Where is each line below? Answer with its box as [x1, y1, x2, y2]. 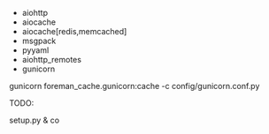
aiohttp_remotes [21, 55, 82, 64]
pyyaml [21, 45, 50, 56]
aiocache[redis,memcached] [21, 26, 127, 36]
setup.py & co [9, 115, 60, 125]
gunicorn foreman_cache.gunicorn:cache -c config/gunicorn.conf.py [9, 81, 260, 91]
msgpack [21, 35, 57, 46]
